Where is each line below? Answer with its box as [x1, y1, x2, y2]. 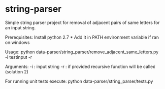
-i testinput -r [5, 54, 33, 60]
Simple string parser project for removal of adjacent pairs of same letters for [5, 20, 160, 25]
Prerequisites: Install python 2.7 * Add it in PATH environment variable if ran [5, 34, 159, 40]
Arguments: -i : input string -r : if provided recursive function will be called [5, 64, 156, 69]
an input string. [5, 24, 36, 30]
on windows [5, 39, 30, 45]
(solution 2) [5, 68, 29, 74]
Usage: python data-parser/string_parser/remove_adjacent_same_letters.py [5, 49, 159, 55]
